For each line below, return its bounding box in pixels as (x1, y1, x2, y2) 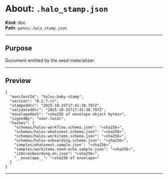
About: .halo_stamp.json (5, 3, 108, 14)
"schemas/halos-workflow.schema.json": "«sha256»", (14, 124, 124, 130)
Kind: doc (5, 19, 26, 25)
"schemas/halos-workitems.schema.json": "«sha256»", (14, 133, 126, 138)
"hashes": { (9, 120, 35, 125)
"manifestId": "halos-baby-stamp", (9, 94, 84, 99)
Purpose (5, 44, 32, 52)
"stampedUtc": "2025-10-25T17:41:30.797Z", (9, 103, 101, 108)
